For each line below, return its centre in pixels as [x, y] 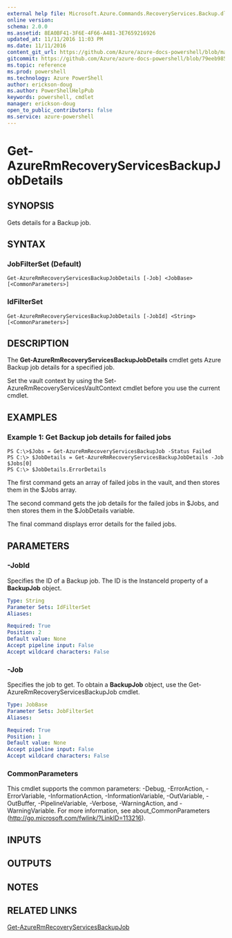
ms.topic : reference [37, 65]
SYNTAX [27, 244]
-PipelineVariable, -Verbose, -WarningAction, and [108, 804]
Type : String [26, 601]
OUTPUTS [29, 864]
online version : [30, 20]
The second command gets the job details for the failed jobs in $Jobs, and [113, 504]
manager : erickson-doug [41, 104]
